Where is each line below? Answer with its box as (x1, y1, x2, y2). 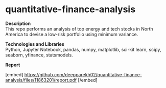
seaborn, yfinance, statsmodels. (5, 52, 73, 58)
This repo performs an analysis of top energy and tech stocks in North (5, 25, 153, 32)
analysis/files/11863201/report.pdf (5, 77, 77, 83)
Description (5, 20, 31, 26)
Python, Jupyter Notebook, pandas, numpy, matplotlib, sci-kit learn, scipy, (5, 46, 161, 52)
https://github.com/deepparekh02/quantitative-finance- (24, 71, 142, 77)
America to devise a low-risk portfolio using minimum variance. (5, 31, 138, 37)
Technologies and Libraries (5, 41, 65, 47)
